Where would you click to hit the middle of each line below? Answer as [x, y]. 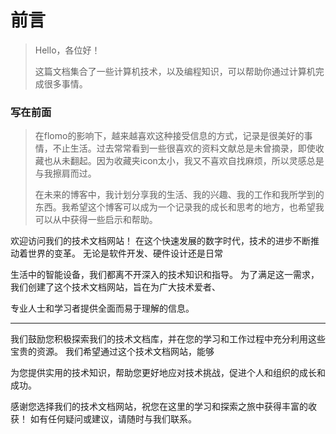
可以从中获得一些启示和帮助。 [96, 220]
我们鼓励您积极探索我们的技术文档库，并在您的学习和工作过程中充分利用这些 [168, 339]
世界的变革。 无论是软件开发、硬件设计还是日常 [125, 253]
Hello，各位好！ [67, 50]
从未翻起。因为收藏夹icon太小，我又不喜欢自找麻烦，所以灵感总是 [188, 161]
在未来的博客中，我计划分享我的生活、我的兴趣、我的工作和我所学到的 [179, 195]
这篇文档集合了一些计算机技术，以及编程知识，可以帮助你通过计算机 [175, 71]
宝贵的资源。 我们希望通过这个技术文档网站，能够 [112, 352]
